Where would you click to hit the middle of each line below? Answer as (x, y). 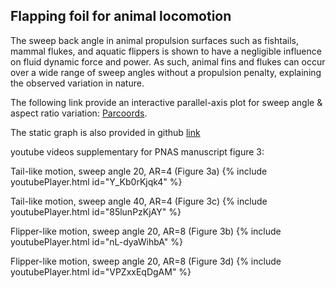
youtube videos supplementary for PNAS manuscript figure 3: (137, 151)
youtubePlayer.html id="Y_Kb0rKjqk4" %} (96, 181)
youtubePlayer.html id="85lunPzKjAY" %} (96, 211)
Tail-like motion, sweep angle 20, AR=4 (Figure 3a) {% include (139, 171)
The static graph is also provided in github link (105, 132)
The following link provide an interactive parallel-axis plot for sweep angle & (166, 102)
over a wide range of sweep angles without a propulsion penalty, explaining (166, 72)
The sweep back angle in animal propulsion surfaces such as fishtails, (154, 40)
